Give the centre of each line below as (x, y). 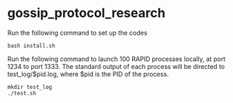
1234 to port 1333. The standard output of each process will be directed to (116, 66)
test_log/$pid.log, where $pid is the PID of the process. (88, 74)
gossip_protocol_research (86, 13)
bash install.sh (31, 45)
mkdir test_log (30, 87)
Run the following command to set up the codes (77, 33)
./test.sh (22, 93)
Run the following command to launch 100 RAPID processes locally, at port (116, 59)
